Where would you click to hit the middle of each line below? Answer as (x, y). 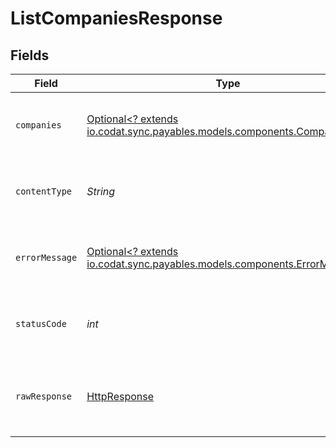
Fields (30, 55)
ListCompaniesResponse (116, 18)
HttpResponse (120, 396)
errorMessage (46, 257)
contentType (44, 191)
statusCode (41, 323)
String (101, 191)
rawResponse (44, 396)
